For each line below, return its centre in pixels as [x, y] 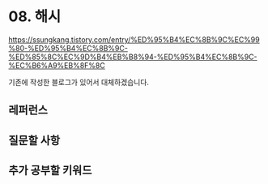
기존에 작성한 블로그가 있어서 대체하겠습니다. [79, 82]
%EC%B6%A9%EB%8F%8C [57, 65]
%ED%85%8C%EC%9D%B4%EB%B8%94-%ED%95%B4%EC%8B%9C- [133, 57]
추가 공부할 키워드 [50, 171]
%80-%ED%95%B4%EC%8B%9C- [68, 48]
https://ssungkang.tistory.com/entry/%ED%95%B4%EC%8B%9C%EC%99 [134, 39]
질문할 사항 [34, 140]
